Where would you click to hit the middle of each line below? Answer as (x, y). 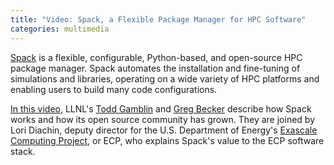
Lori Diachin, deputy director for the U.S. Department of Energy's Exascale (164, 130)
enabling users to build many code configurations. (114, 89)
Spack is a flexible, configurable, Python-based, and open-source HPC (156, 57)
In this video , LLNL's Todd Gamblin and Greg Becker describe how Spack (161, 108)
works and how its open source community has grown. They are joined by (162, 119)
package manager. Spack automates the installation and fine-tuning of (155, 68)
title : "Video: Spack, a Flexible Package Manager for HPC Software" (158, 19)
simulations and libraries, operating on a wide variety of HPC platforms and (165, 78)
